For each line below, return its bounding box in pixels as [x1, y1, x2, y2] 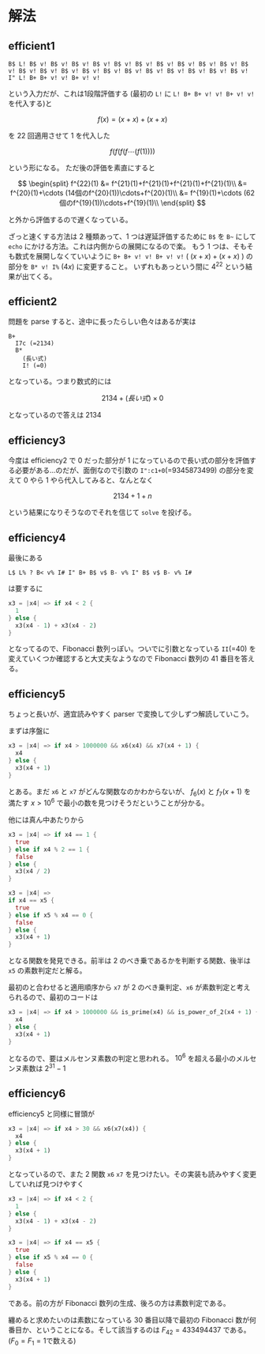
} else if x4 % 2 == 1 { [8, 845, 90, 853]
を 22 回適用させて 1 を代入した [8, 131, 110, 140]
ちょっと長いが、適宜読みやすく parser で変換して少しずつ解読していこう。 [8, 709, 254, 719]
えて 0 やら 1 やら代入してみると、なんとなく [8, 475, 154, 485]
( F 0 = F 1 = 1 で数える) [8, 1336, 77, 1348]
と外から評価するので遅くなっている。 [8, 215, 132, 224]
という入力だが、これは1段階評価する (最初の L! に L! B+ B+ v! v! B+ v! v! [8, 89, 255, 98]
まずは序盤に [8, 726, 50, 736]
